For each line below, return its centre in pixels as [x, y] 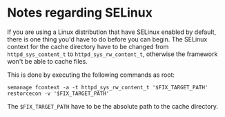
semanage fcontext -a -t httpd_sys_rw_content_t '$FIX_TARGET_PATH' [108, 87]
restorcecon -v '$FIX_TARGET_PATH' [58, 93]
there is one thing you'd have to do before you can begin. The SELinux [107, 39]
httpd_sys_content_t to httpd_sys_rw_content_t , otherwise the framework [112, 54]
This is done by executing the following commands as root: [91, 75]
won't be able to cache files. [47, 61]
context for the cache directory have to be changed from [88, 46]
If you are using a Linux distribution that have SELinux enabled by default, [112, 32]
